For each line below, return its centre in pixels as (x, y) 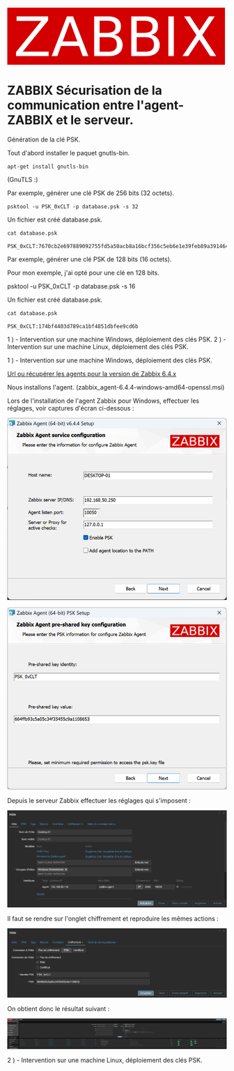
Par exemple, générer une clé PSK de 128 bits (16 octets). (89, 259)
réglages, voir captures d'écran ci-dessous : (71, 408)
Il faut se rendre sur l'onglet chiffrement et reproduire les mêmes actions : (113, 919)
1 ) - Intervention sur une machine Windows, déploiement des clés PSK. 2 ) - (117, 339)
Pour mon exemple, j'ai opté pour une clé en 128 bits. (84, 272)
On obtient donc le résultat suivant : (58, 1009)
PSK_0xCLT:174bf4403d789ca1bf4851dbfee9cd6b (73, 326)
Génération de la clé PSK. (44, 139)
